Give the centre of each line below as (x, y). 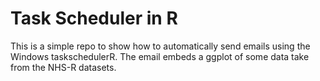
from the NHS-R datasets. (63, 67)
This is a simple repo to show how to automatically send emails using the (160, 46)
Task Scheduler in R (94, 18)
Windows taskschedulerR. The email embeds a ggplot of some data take (160, 56)
